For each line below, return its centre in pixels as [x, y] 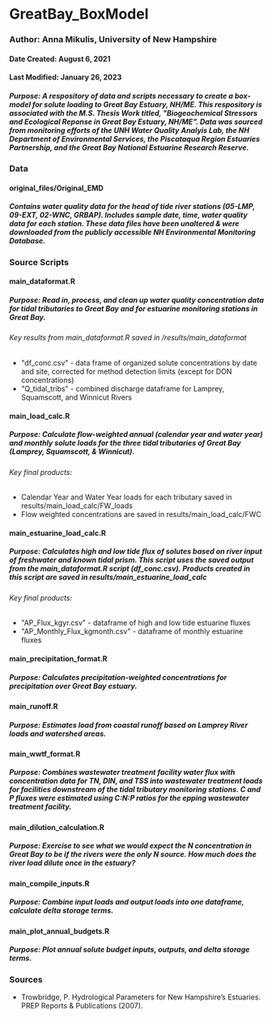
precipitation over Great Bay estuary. [73, 686]
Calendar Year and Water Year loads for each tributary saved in [126, 497]
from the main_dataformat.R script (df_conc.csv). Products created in [130, 569]
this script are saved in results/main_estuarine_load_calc [108, 577]
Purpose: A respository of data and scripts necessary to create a [121, 96]
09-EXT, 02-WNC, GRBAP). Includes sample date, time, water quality [128, 215]
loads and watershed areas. [58, 734]
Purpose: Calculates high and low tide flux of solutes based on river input [136, 551]
